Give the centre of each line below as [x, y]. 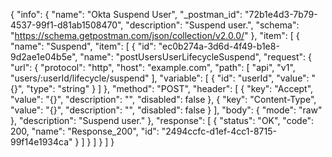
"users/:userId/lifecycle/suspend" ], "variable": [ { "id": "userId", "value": [160, 78]
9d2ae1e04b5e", [44, 57]
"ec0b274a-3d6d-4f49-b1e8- [219, 46]
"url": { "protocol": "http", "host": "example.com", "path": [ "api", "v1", [153, 67]
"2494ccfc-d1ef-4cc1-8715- [219, 131]
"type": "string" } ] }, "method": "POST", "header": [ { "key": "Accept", [170, 88]
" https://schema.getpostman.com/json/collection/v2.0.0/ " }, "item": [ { [155, 35]
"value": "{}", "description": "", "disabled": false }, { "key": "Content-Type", [163, 99]
